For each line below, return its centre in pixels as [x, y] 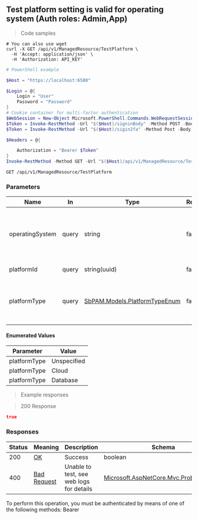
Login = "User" [35, 97]
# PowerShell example [33, 70]
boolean [115, 457]
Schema [164, 447]
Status [19, 447]
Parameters [23, 187]
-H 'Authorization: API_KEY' [47, 59]
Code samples [38, 33]
